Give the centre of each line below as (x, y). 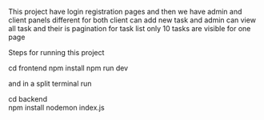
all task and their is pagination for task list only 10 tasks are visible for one (130, 28)
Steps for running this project (56, 52)
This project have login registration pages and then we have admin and (125, 12)
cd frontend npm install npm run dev (68, 68)
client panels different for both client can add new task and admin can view (132, 20)
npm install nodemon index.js (57, 108)
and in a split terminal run (50, 84)
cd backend (28, 99)
